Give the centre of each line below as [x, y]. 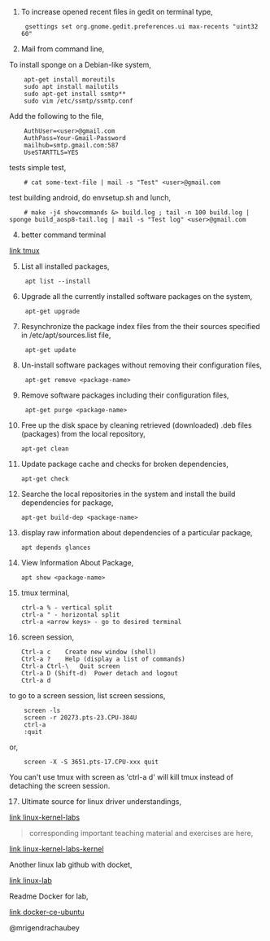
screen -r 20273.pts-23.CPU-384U [81, 718]
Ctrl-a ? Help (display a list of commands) [103, 659]
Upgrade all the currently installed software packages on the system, [137, 296]
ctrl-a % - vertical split [67, 608]
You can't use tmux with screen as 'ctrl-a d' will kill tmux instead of [122, 777]
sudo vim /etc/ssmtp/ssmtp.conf [78, 101]
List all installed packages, [65, 266]
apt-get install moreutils [70, 80]
